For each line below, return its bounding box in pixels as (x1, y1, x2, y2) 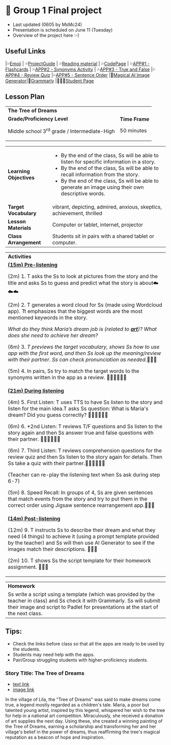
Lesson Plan (5, 93, 45, 101)
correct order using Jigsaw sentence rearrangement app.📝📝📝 (8, 501, 155, 508)
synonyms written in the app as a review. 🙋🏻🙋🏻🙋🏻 (8, 374, 127, 381)
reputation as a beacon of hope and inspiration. (5, 734, 105, 740)
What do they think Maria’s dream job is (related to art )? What (8, 325, 157, 332)
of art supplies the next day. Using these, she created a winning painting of (5, 718, 163, 724)
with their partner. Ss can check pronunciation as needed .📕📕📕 (8, 356, 157, 363)
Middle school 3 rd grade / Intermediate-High (8, 127, 116, 134)
